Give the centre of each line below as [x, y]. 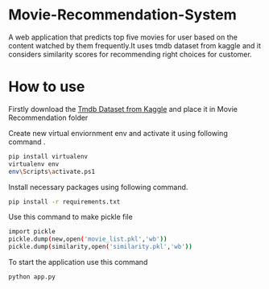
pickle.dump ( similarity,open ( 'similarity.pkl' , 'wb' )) [101, 247]
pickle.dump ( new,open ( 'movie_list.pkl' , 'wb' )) [88, 239]
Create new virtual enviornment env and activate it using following [118, 133]
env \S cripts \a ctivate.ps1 [52, 171]
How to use [47, 87]
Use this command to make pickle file [70, 217]
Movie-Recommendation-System [123, 15]
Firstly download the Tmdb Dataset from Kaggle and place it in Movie [123, 109]
